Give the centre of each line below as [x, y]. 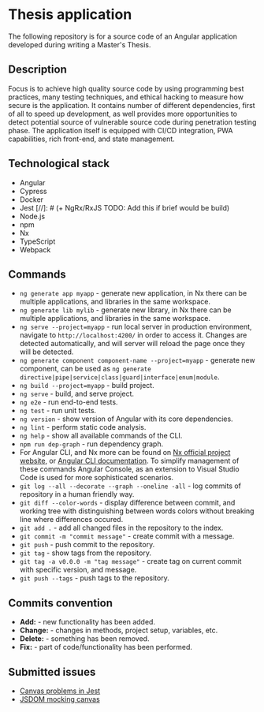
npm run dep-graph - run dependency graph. [91, 444]
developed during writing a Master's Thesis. [80, 44]
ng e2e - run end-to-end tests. [69, 402]
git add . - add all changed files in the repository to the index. [121, 528]
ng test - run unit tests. [58, 411]
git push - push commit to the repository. [87, 545]
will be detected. [46, 352]
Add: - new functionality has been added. [87, 622]
